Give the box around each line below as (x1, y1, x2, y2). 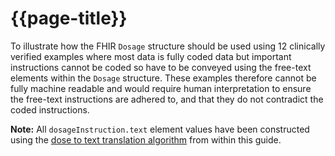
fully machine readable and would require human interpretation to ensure (10, 82, 312, 94)
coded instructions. (10, 103, 90, 116)
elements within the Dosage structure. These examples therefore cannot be (10, 72, 317, 84)
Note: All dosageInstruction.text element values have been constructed (10, 123, 310, 135)
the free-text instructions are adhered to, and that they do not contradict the (10, 93, 324, 105)
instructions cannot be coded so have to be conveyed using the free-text (10, 61, 312, 73)
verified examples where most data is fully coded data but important (10, 50, 292, 62)
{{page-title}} (10, 7, 128, 30)
